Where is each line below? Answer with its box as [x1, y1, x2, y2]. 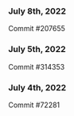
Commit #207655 [8, 24, 66, 34]
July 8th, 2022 [8, 6, 66, 17]
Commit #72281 [8, 100, 60, 110]
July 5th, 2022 [8, 44, 66, 55]
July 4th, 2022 [8, 82, 67, 93]
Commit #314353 [8, 62, 65, 71]
